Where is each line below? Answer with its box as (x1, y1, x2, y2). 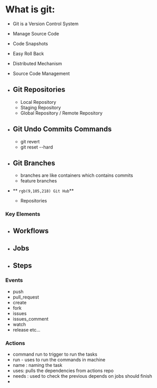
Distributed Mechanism (12, 60, 63, 66)
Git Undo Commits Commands (12, 125, 112, 134)
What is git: (5, 4, 55, 15)
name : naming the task (12, 362, 63, 368)
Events (5, 276, 23, 284)
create (12, 299, 27, 305)
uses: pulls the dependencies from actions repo (12, 367, 114, 374)
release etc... (12, 326, 41, 332)
